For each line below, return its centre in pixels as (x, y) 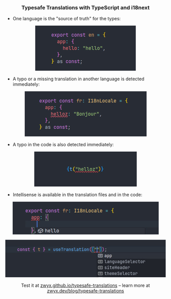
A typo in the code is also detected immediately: (63, 145)
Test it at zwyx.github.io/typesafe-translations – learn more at (85, 285)
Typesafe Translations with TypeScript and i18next (85, 8)
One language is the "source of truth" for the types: (67, 19)
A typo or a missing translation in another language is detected (78, 79)
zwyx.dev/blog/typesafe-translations (85, 290)
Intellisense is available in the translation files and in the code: (77, 195)
